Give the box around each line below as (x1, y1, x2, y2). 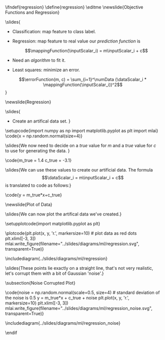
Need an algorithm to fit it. (12, 57, 66, 63)
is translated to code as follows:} (5, 182, 71, 188)
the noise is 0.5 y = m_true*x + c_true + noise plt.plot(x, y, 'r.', (5, 295, 130, 300)
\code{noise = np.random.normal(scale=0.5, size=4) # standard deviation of (5, 290, 160, 296)
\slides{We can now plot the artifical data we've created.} (5, 211, 122, 217)
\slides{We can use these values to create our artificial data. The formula (5, 167, 153, 172)
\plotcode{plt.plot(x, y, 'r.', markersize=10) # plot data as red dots (5, 230, 137, 236)
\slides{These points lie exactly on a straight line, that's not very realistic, (5, 265, 154, 271)
